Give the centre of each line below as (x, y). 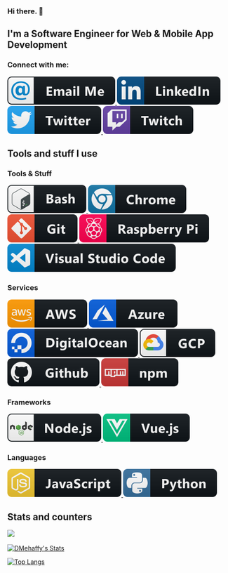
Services (23, 288)
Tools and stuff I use (53, 153)
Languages (27, 457)
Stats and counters (50, 516)
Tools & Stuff (30, 173)
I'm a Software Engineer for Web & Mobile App (110, 34)
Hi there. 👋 (26, 11)
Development (38, 45)
